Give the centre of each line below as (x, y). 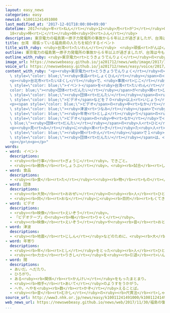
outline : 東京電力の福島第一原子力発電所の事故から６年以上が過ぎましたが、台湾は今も (85, 52)
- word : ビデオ (20, 203)
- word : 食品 (18, 170)
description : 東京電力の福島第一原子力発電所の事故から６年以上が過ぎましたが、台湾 (84, 39)
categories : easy (24, 15)
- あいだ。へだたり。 (29, 269)
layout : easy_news (25, 10)
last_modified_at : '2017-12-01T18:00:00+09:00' (56, 24)
